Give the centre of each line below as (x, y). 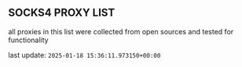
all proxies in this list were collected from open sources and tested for (121, 31)
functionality (28, 40)
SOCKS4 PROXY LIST (62, 13)
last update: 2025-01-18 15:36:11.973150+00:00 (84, 55)
